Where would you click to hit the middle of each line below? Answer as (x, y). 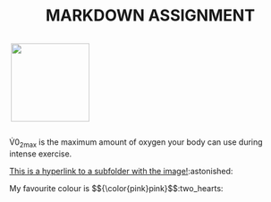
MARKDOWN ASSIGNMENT (150, 16)
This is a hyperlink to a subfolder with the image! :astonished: (121, 171)
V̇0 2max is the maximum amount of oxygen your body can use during (136, 143)
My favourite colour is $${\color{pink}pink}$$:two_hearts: (116, 188)
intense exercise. (41, 154)
